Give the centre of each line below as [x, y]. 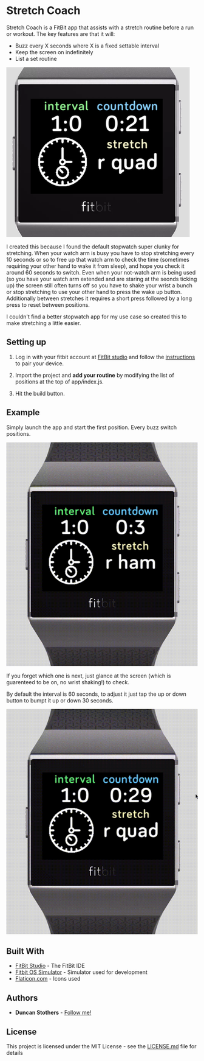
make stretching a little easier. [44, 323]
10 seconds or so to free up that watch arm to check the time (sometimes [98, 259]
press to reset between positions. [48, 304]
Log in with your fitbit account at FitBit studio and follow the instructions [105, 357]
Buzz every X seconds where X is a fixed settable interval [87, 46]
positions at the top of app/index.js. [59, 382]
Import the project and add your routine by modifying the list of [94, 375]
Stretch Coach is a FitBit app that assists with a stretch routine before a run [100, 27]
